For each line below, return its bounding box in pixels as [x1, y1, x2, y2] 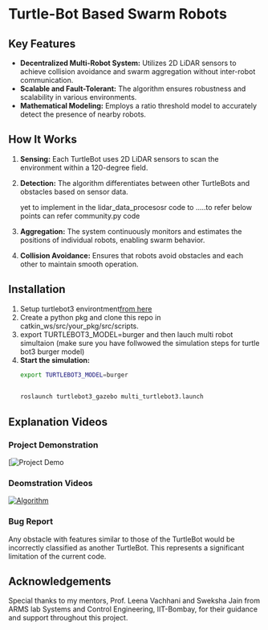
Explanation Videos [8, 415, 108, 429]
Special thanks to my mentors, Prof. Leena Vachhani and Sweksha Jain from [8, 596, 261, 606]
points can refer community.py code [19, 211, 140, 220]
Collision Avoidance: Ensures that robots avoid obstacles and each [19, 250, 243, 260]
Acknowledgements [8, 574, 112, 588]
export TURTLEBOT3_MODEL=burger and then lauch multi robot [19, 329, 233, 339]
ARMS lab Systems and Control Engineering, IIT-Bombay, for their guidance [8, 604, 258, 614]
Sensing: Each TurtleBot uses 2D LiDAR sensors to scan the [19, 154, 219, 163]
